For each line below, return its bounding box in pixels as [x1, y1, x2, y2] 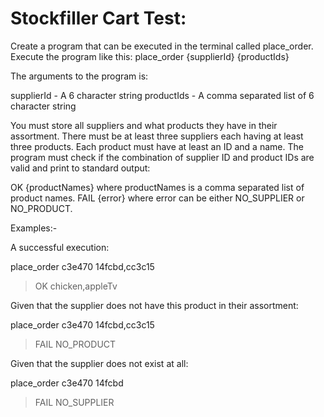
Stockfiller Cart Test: [10, 7, 187, 30]
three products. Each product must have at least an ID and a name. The [10, 140, 304, 152]
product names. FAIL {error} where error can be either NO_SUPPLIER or [10, 192, 305, 204]
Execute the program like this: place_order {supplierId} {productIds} [10, 50, 290, 62]
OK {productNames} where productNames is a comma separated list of [10, 181, 305, 193]
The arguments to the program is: [10, 70, 149, 82]
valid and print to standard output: [10, 162, 151, 174]
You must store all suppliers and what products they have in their [10, 119, 278, 131]
